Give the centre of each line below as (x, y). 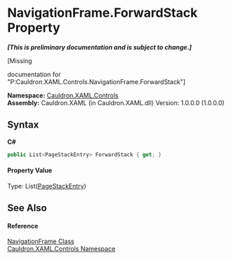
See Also (27, 208)
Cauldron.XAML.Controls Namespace (61, 249)
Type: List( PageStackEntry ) (47, 186)
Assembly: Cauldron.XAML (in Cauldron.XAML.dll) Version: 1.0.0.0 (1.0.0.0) (116, 102)
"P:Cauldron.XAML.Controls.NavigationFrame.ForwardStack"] (97, 81)
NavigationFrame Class (41, 241)
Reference (23, 226)
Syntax (23, 125)
